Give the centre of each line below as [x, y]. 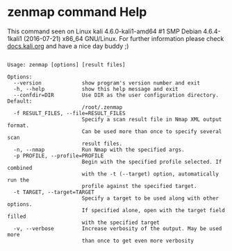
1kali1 [15, 38]
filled [17, 216]
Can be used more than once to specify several [152, 131]
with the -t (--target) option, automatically [150, 174]
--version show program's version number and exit [107, 83]
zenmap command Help [77, 12]
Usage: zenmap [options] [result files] [67, 64]
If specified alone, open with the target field [154, 210]
